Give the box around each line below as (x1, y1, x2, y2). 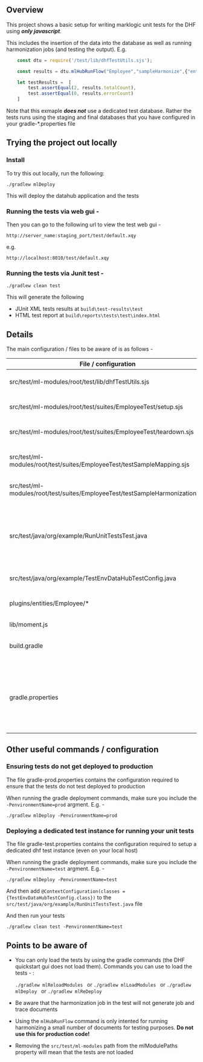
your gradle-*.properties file (6, 120, 76, 127)
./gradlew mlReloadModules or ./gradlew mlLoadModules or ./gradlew (14, 981, 192, 988)
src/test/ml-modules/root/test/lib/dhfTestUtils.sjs (9, 377, 150, 386)
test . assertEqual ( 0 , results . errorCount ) (28, 90, 134, 96)
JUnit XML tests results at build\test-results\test (14, 305, 143, 313)
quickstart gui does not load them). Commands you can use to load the (14, 962, 192, 970)
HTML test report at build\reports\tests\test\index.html (14, 312, 161, 319)
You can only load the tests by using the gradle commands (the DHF (14, 956, 185, 964)
